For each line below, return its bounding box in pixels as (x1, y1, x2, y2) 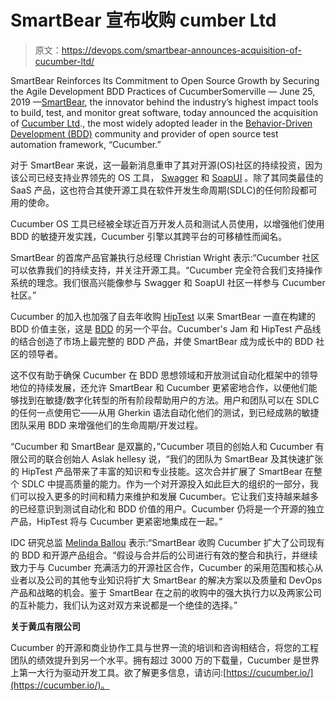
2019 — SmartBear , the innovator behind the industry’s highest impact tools (10, 96, 319, 108)
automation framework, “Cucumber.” (10, 138, 162, 150)
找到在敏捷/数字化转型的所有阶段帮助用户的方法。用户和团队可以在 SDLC (18, 394, 320, 406)
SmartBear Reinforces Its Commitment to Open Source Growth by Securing (10, 74, 320, 86)
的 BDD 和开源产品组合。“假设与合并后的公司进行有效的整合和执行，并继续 (10, 549, 318, 561)
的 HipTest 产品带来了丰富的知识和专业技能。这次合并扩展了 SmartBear (10, 465, 303, 477)
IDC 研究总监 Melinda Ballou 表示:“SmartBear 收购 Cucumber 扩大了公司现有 (10, 536, 325, 548)
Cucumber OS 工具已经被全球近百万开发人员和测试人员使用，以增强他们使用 (10, 217, 325, 230)
